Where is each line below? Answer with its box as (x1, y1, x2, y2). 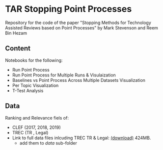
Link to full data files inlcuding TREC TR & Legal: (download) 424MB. (12, 135, 151, 141)
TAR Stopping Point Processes (5, 3, 132, 15)
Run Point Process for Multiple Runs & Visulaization (12, 72, 116, 78)
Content (5, 44, 31, 52)
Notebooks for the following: (5, 57, 63, 63)
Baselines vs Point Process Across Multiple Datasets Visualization (12, 77, 146, 83)
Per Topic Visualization (12, 82, 59, 88)
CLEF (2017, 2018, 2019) (12, 124, 61, 130)
